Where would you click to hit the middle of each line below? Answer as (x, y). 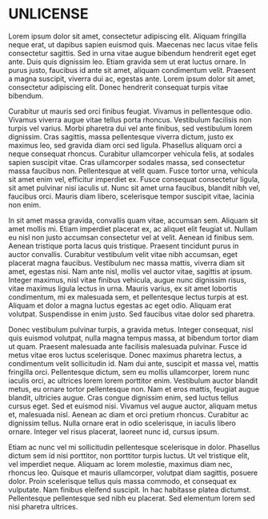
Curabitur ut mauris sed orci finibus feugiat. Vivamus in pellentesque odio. (130, 111)
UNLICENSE (48, 14)
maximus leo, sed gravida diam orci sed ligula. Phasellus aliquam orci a (125, 145)
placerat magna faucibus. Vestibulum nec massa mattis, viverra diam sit (127, 263)
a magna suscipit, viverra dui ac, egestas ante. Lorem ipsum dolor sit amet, (132, 78)
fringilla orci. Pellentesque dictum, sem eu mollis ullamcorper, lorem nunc (129, 372)
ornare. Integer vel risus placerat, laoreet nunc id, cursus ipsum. (114, 431)
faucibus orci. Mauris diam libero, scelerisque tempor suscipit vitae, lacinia (131, 196)
